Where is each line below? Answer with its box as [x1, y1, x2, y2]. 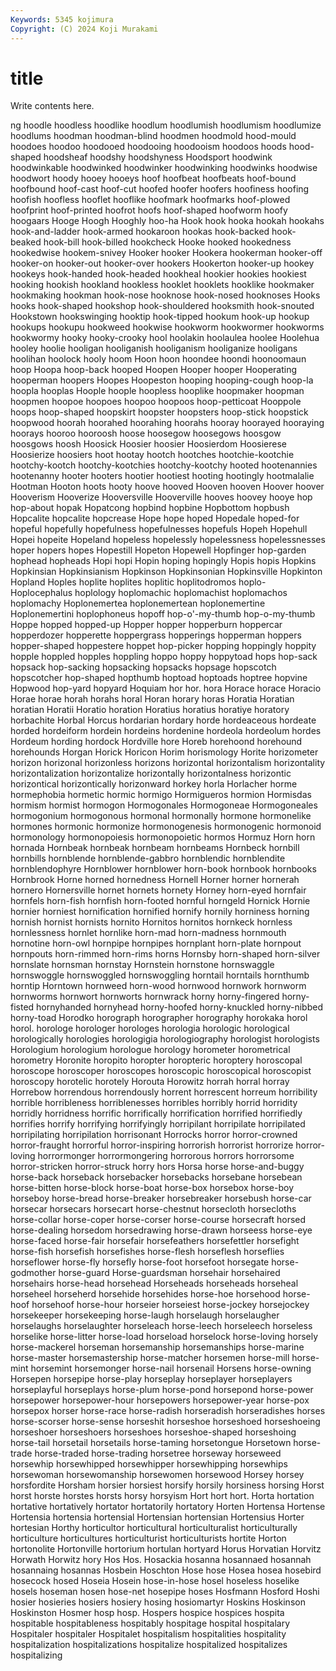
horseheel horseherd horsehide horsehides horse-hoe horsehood [10, 1288, 281, 1300]
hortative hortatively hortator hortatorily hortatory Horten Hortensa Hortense [10, 1501, 326, 1513]
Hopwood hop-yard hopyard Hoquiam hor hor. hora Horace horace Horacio [10, 682, 322, 695]
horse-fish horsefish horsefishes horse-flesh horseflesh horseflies [10, 1246, 285, 1258]
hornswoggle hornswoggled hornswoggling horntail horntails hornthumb [10, 969, 310, 981]
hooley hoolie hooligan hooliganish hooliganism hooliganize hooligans [10, 342, 298, 355]
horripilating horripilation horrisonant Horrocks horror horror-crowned [10, 1129, 298, 1141]
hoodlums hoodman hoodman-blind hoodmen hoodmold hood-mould [10, 130, 297, 142]
